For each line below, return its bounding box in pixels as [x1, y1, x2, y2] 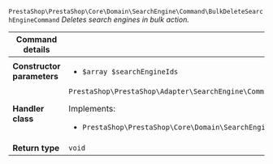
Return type [12, 142, 60, 153]
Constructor [12, 61, 61, 72]
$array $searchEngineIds [82, 67, 179, 76]
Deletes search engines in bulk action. [61, 15, 189, 24]
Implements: [68, 103, 116, 114]
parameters [12, 71, 58, 82]
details [23, 44, 50, 55]
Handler [12, 103, 45, 114]
